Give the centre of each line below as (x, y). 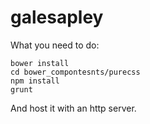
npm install (35, 81)
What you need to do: (55, 45)
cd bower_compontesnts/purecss (75, 72)
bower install (40, 63)
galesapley (57, 17)
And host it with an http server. (73, 108)
